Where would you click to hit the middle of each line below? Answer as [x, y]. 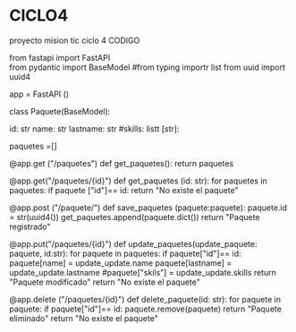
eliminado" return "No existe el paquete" [84, 318]
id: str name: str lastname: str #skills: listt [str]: [94, 128]
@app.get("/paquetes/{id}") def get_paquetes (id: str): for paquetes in [139, 181]
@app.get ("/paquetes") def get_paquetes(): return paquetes [122, 163]
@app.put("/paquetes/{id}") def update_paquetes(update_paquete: [133, 243]
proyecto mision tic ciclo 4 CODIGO [75, 40]
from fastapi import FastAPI [60, 57]
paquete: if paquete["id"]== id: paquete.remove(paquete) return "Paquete [145, 309]
